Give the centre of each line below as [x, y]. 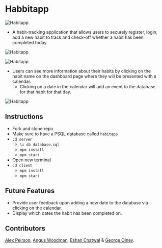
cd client [22, 165]
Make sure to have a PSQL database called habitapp [65, 134]
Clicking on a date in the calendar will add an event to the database [87, 86]
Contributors [25, 228]
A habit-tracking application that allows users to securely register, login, [85, 32]
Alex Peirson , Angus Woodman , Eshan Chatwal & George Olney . [70, 240]
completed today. [30, 42]
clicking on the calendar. [37, 208]
